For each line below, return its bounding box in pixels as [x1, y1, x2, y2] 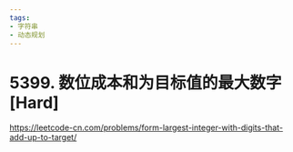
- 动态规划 [9, 30, 45, 39]
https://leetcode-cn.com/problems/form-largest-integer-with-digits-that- [9, 122, 284, 133]
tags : [9, 13, 30, 23]
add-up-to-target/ [9, 132, 77, 143]
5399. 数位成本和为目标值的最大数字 [9, 72, 282, 93]
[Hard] [9, 92, 59, 113]
